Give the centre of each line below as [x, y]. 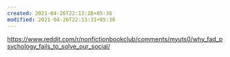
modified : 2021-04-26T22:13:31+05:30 [61, 20]
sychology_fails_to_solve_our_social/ [59, 46]
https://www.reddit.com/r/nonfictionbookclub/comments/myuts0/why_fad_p [115, 39]
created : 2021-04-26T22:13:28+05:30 [60, 13]
